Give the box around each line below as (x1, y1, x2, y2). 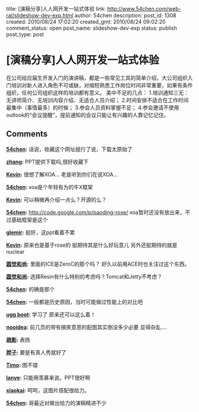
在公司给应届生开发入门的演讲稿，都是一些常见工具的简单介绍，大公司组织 (6, 74, 188, 81)
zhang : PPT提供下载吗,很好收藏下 (6, 158, 89, 165)
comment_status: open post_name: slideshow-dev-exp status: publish (6, 24, 177, 32)
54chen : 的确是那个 (6, 285, 55, 293)
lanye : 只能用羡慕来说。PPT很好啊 (6, 374, 91, 381)
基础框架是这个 (11, 216, 48, 223)
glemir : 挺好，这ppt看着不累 (6, 228, 75, 236)
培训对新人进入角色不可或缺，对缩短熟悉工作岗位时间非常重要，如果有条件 (11, 81, 193, 89)
